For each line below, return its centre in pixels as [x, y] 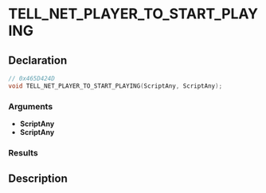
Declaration [38, 60]
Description [38, 179]
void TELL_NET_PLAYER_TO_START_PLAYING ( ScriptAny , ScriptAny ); [115, 86]
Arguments [31, 106]
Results [23, 152]
